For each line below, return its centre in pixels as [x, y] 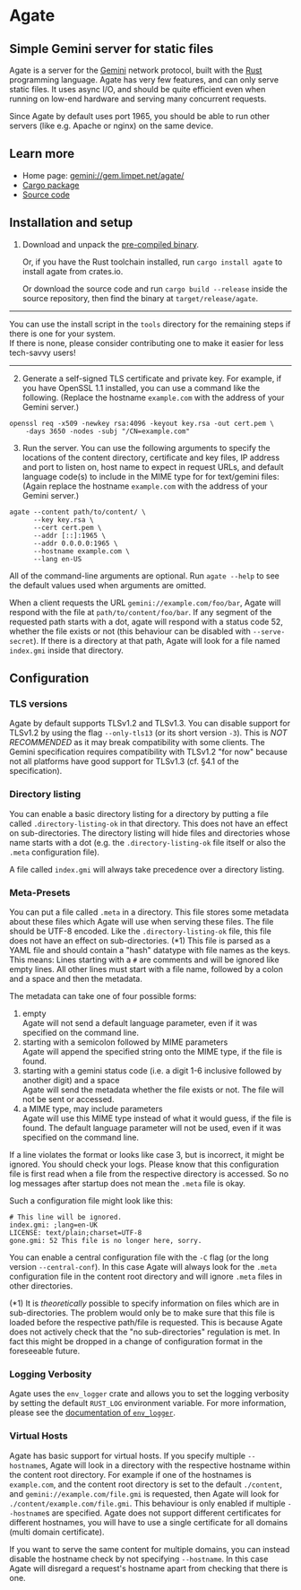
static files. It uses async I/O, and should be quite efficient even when [138, 89]
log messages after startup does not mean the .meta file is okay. [128, 1183]
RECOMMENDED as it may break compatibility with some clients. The [138, 743]
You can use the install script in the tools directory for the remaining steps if [150, 324]
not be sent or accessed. [68, 1099]
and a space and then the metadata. [76, 978]
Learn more [42, 154]
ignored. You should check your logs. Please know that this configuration [144, 1164]
